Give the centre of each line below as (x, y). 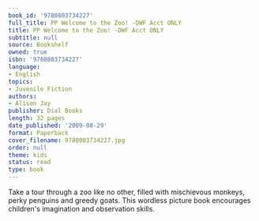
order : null (28, 148)
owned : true (28, 52)
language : (24, 67)
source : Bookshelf (38, 45)
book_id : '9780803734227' (51, 15)
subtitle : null (33, 37)
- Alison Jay (30, 103)
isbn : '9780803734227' (45, 60)
